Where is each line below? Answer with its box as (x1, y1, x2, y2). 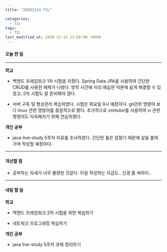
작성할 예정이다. (21, 141, 53, 147)
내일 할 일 (5, 187, 24, 193)
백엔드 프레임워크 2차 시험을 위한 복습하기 (12, 210, 93, 216)
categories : (5, 16, 30, 21)
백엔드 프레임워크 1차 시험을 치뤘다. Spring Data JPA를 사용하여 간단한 (12, 78, 150, 84)
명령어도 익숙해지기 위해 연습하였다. (12, 114, 82, 120)
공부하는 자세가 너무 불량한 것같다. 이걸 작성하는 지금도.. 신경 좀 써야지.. (12, 170, 152, 176)
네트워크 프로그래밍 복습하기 (12, 220, 68, 226)
